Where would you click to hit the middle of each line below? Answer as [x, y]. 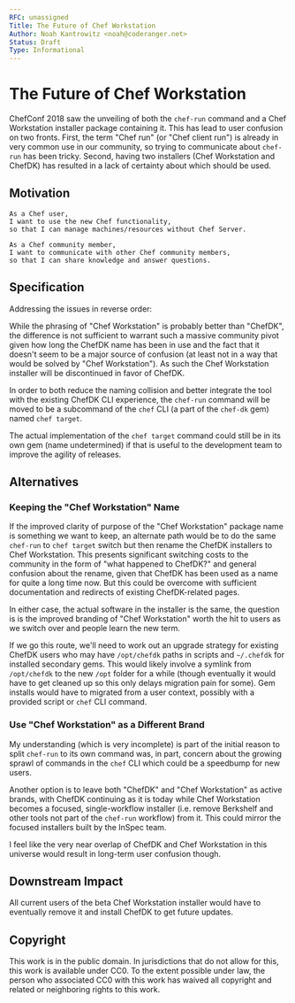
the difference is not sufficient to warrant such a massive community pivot [144, 335]
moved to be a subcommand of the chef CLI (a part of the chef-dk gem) [139, 409]
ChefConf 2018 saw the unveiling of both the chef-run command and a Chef [148, 119]
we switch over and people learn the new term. [95, 629]
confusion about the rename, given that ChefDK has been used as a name [144, 574]
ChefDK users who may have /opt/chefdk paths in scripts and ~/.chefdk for [147, 655]
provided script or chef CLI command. [78, 702]
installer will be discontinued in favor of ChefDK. [97, 373]
